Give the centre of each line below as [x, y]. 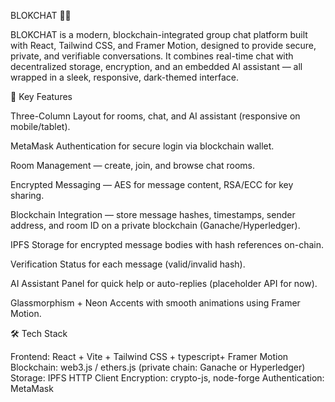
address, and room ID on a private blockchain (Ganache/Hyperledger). [155, 225]
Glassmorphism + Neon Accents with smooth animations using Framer [155, 303]
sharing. [27, 195]
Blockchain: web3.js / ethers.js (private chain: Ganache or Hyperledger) [158, 367]
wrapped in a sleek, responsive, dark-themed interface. [125, 77]
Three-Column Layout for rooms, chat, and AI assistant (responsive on [155, 116]
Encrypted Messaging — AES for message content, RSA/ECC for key [152, 184]
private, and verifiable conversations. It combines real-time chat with [152, 56]
